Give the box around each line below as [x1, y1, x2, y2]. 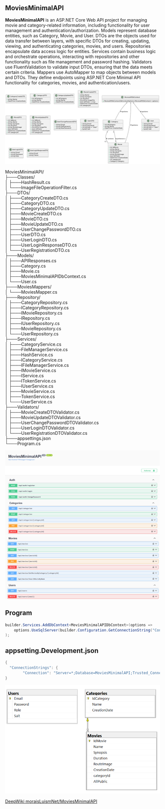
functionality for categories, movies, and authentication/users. [5, 80, 131, 86]
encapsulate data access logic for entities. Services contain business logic [5, 48, 156, 54]
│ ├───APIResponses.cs [5, 258, 56, 264]
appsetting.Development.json [5, 646, 99, 655]
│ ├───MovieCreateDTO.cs [5, 210, 62, 216]
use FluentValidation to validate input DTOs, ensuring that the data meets [5, 64, 153, 70]
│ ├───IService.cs [5, 372, 44, 378]
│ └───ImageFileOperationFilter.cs [5, 184, 77, 190]
